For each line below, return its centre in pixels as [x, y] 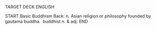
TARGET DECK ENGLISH [30, 7]
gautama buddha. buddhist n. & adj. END [46, 21]
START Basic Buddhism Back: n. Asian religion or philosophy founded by [78, 16]
